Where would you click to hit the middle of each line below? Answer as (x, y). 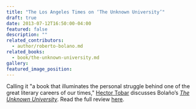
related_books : (26, 52)
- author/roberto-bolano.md (48, 47)
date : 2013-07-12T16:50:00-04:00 (49, 23)
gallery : (17, 63)
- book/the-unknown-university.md (56, 58)
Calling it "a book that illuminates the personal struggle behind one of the (98, 86)
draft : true (21, 18)
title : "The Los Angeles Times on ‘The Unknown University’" (86, 12)
